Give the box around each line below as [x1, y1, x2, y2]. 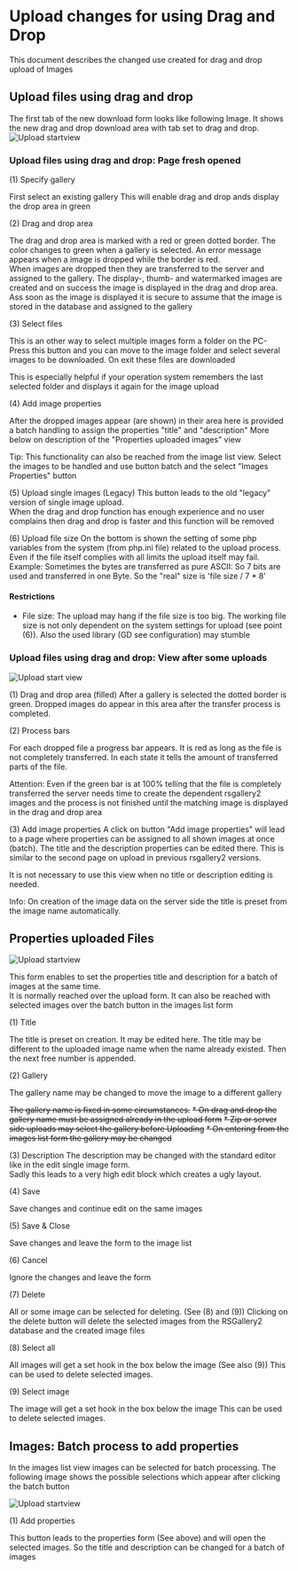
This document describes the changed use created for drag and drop [9, 54, 263, 65]
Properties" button [9, 470, 77, 481]
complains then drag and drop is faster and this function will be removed [9, 516, 275, 527]
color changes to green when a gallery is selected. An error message [9, 245, 262, 255]
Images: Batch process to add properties [9, 1439, 239, 1454]
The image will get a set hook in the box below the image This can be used [9, 1403, 282, 1414]
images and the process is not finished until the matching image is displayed [9, 797, 288, 808]
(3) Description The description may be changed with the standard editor [9, 1151, 277, 1161]
